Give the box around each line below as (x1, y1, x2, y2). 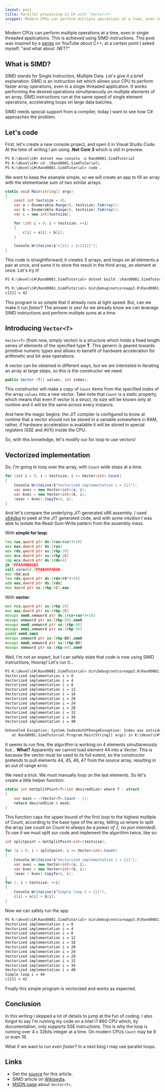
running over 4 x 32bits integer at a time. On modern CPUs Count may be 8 (5, 1028, 156, 1034)
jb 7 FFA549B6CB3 (5, 563, 38, 567)
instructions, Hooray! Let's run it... (5, 659, 74, 665)
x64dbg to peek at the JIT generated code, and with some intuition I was (5, 515, 152, 521)
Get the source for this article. (12, 1071, 73, 1077)
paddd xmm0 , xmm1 (5, 632, 38, 636)
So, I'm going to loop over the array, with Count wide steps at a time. (5, 464, 143, 470)
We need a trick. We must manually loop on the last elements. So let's (5, 772, 146, 778)
